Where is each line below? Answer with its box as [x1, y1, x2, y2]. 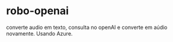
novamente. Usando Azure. [6, 30, 73, 37]
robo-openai [6, 4, 69, 18]
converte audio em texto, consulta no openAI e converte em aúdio [6, 24, 168, 31]
